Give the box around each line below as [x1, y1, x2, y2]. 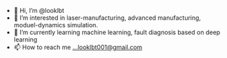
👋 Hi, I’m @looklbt [13, 7, 64, 14]
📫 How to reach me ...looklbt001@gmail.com [13, 43, 143, 51]
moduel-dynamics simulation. [13, 21, 99, 29]
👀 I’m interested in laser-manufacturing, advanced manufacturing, [13, 14, 201, 22]
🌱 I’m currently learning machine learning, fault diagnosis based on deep [13, 28, 221, 36]
